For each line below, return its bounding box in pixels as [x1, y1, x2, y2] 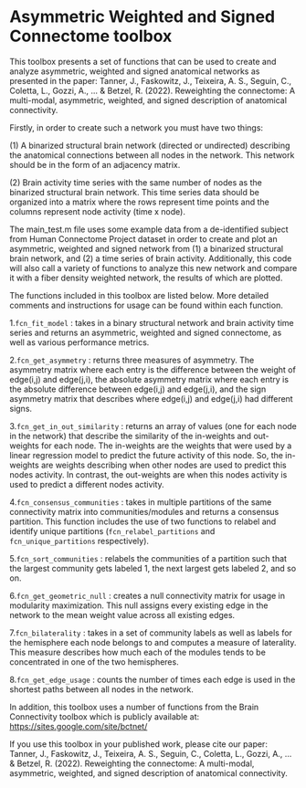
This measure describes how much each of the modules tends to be [9, 646, 267, 657]
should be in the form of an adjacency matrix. [9, 159, 181, 170]
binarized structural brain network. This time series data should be [9, 186, 260, 197]
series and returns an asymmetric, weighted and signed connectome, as [9, 327, 282, 338]
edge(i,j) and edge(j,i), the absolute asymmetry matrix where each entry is [9, 373, 290, 384]
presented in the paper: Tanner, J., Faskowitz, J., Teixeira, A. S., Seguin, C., [9, 75, 292, 86]
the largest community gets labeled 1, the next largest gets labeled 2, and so [9, 562, 297, 573]
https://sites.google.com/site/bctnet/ [9, 720, 148, 731]
